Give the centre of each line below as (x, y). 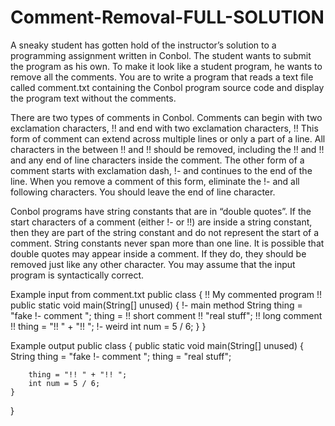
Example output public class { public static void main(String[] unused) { (157, 345)
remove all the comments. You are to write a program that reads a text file (162, 77)
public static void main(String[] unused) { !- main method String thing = (156, 305)
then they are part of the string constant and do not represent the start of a (165, 232)
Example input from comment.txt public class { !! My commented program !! (166, 294)
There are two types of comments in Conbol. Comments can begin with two (166, 117)
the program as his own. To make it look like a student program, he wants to (166, 66)
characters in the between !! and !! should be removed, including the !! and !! (167, 149)
